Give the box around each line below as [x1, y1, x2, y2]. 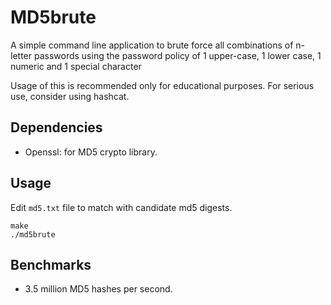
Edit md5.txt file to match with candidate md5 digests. [10, 201, 233, 213]
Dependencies [10, 119, 103, 136]
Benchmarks [10, 256, 92, 273]
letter [10, 49, 33, 61]
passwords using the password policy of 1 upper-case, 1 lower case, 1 [33, 49, 322, 61]
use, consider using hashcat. [10, 90, 130, 102]
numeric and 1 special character [10, 60, 142, 72]
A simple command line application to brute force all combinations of [10, 39, 294, 51]
